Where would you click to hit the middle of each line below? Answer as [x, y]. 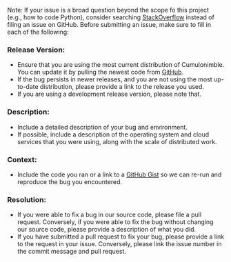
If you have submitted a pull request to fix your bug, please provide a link [121, 236]
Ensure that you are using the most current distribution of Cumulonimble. [121, 65]
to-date [28, 87]
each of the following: [38, 32]
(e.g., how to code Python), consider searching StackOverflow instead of [111, 17]
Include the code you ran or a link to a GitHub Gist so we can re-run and [119, 174]
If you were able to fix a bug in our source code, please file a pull [109, 215]
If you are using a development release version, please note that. [109, 94]
